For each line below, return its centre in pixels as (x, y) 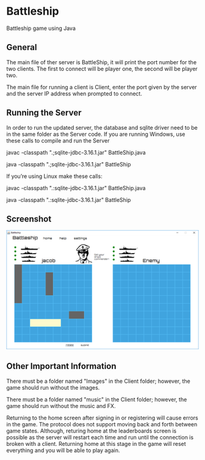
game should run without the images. (53, 387)
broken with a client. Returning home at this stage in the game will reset (96, 443)
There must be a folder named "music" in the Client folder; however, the (97, 399)
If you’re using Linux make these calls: (54, 176)
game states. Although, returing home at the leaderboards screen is (92, 431)
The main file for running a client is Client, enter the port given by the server (102, 87)
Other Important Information (62, 366)
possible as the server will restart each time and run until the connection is (100, 437)
